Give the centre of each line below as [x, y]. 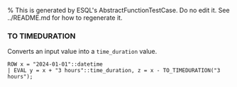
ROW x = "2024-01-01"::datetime [55, 64]
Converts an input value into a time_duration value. [82, 52]
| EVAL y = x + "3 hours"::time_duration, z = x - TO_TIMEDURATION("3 [114, 71]
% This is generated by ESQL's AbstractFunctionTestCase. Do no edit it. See [118, 10]
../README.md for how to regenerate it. [65, 18]
